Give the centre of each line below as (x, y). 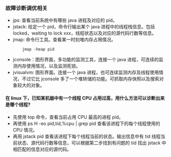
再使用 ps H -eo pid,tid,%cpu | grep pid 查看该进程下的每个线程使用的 (86, 123)
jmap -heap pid (39, 49)
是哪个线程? (18, 104)
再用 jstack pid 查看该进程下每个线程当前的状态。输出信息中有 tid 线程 (87, 136)
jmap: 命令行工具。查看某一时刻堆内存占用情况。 (64, 40)
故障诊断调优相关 (26, 8)
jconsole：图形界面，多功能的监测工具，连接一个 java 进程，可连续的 (86, 60)
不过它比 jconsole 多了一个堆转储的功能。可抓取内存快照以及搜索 (91, 79)
